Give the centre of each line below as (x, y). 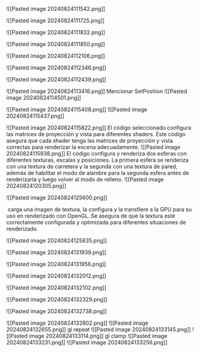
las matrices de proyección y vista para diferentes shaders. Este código (96, 134)
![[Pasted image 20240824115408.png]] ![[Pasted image (77, 109)
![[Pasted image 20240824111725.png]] (56, 20)
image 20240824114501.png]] (44, 98)
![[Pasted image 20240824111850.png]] (56, 44)
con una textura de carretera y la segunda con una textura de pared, (92, 166)
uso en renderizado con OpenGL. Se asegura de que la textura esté (91, 216)
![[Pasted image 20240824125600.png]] (57, 198)
